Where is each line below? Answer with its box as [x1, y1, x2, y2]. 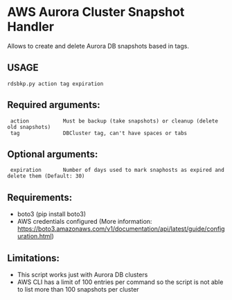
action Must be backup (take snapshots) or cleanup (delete [10, 117, 218, 125]
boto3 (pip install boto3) [17, 210, 87, 218]
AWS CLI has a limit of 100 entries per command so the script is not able [17, 278, 224, 286]
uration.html [17, 232, 52, 240]
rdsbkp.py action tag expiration [7, 80, 104, 87]
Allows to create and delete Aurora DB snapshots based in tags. [7, 42, 189, 50]
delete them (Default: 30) [7, 173, 85, 180]
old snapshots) [7, 123, 51, 130]
